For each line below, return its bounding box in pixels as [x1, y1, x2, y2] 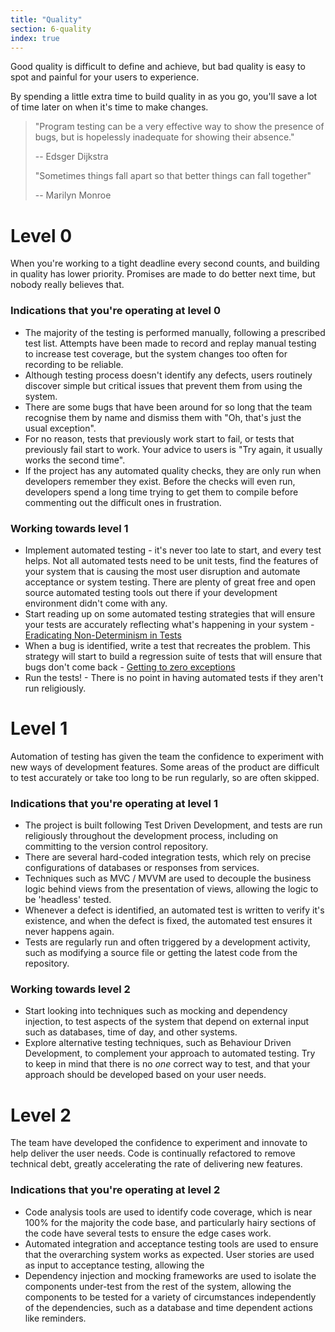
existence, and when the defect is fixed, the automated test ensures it [24, 915, 313, 927]
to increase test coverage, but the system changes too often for [24, 347, 288, 360]
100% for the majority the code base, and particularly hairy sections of [24, 1216, 317, 1228]
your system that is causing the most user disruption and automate [24, 565, 301, 577]
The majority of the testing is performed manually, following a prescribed [24, 326, 326, 338]
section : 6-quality [10, 24, 92, 34]
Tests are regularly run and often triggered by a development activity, [24, 936, 311, 948]
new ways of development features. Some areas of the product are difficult [10, 761, 320, 773]
